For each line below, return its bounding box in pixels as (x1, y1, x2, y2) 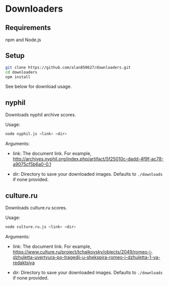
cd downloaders (5, 70, 38, 75)
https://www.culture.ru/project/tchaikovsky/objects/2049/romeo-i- (12, 248, 153, 255)
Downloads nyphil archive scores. (5, 112, 76, 118)
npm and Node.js (5, 37, 42, 43)
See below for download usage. (5, 83, 72, 89)
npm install (5, 74, 31, 79)
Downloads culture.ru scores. (5, 204, 67, 211)
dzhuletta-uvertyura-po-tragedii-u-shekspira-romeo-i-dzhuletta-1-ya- (12, 254, 160, 260)
